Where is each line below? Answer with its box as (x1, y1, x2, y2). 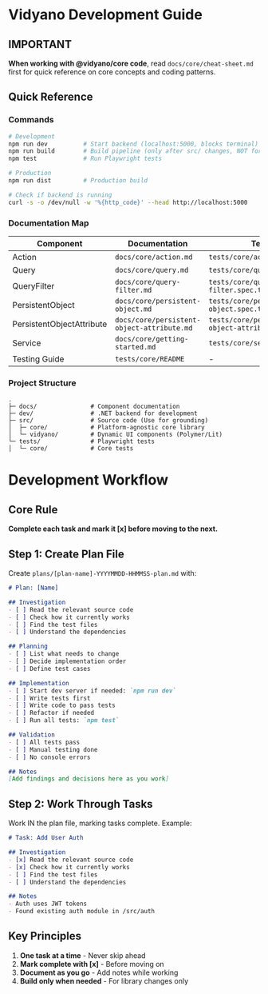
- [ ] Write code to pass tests (8, 701, 116, 709)
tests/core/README (114, 354, 185, 363)
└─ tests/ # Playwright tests (8, 437, 156, 445)
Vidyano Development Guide (8, 6, 203, 24)
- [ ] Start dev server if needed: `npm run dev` (8, 686, 177, 695)
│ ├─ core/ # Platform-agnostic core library (8, 424, 205, 432)
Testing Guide (12, 353, 65, 365)
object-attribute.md (114, 323, 193, 333)
